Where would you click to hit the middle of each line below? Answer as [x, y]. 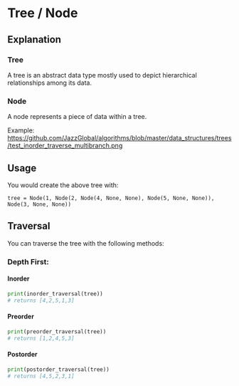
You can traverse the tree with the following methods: [86, 243]
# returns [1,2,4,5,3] [41, 338]
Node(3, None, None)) [39, 204]
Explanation [34, 40]
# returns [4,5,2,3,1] [41, 376]
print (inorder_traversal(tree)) [55, 293]
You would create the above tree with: [63, 185]
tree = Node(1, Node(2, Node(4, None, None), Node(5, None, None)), [111, 198]
